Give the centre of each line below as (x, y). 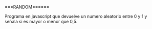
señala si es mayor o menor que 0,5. (41, 22)
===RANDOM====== (27, 7)
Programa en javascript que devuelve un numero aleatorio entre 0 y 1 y (76, 16)
